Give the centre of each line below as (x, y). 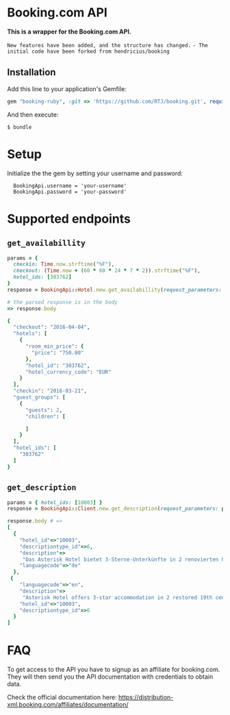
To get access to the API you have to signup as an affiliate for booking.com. (114, 670)
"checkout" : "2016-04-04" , (52, 327)
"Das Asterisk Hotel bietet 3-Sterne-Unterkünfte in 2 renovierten (120, 560)
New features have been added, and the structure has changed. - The (108, 45)
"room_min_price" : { (54, 347)
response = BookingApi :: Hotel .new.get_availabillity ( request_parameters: (115, 290)
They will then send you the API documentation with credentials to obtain (110, 677)
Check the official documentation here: (62, 697)
